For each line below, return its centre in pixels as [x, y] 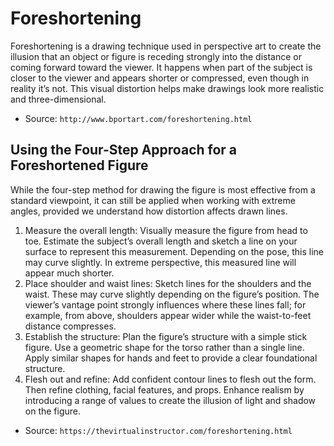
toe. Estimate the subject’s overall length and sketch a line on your [161, 241]
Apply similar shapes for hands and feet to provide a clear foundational [171, 358]
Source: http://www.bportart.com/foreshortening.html [138, 118]
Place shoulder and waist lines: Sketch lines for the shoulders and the [168, 283]
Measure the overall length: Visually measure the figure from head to [166, 230]
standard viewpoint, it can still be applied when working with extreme [153, 200]
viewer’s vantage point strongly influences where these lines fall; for [165, 304]
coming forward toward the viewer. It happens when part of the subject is [161, 67]
